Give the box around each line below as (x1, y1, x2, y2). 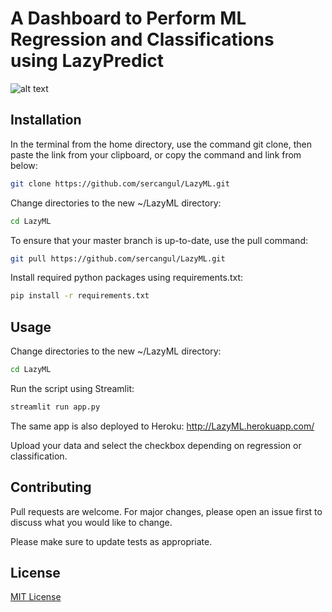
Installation (10, 112, 82, 129)
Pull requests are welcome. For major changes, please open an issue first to (10, 505, 323, 517)
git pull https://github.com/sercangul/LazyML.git (10, 253, 226, 264)
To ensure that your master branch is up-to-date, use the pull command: (10, 234, 308, 246)
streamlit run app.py (10, 402, 101, 412)
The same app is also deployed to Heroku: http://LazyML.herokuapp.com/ (10, 420, 315, 432)
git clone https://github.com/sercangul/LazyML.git (10, 178, 230, 189)
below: (10, 159, 38, 171)
